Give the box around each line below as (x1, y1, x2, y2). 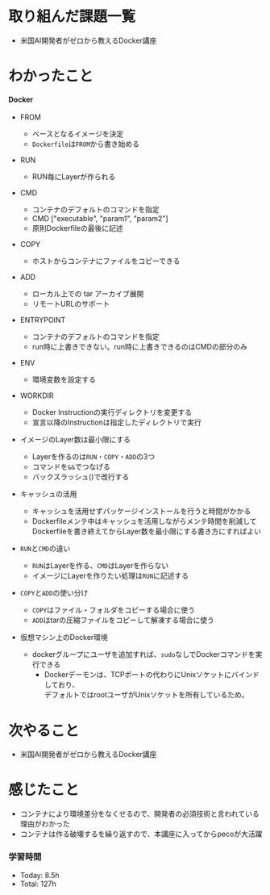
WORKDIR (19, 391, 54, 400)
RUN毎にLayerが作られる (31, 172, 116, 182)
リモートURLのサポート (31, 299, 110, 309)
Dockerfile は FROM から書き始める (31, 139, 139, 149)
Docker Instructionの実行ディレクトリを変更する (31, 408, 193, 417)
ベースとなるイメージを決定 (31, 129, 124, 139)
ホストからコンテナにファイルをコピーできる (31, 256, 181, 266)
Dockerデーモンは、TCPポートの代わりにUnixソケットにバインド (44, 670, 260, 680)
